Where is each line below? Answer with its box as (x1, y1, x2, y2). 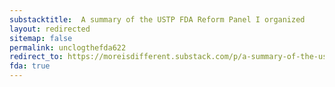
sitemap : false (9, 33, 73, 43)
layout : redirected (9, 24, 91, 34)
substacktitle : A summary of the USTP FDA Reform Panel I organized (9, 14, 306, 25)
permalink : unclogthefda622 (9, 42, 127, 53)
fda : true (9, 61, 51, 71)
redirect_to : (9, 52, 64, 62)
